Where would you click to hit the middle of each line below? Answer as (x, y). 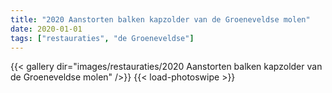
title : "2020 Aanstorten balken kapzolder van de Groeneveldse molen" (160, 19)
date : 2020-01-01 (46, 29)
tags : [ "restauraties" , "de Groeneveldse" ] (102, 38)
